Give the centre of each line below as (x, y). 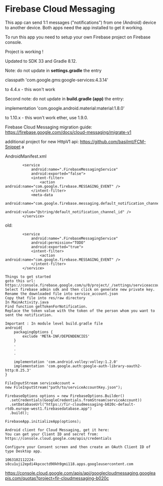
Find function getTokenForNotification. (47, 306)
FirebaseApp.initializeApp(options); (43, 421)
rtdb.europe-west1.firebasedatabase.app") (49, 409)
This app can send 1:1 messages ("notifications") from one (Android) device (81, 22)
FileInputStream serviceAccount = (40, 383)
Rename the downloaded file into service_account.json (62, 294)
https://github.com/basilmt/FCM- (113, 142)
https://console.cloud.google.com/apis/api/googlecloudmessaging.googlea (81, 473)
